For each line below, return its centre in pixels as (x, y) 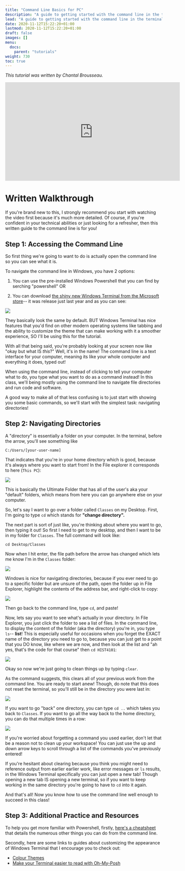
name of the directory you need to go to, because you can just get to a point (84, 639)
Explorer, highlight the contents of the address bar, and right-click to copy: (82, 589)
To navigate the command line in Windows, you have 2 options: (70, 271)
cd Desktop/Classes (25, 544)
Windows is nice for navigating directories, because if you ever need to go (82, 578)
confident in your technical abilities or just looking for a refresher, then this (82, 223)
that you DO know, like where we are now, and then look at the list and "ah (82, 644)
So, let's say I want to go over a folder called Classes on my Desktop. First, (82, 509)
